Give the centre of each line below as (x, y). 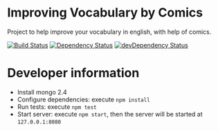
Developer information (73, 73)
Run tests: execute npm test (57, 107)
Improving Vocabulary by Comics (105, 13)
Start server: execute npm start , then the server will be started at (110, 114)
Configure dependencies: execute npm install (83, 99)
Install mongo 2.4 (42, 92)
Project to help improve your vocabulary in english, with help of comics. (109, 32)
